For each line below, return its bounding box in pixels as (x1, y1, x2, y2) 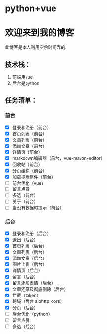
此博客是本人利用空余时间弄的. (5, 44, 67, 50)
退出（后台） (12, 236, 38, 242)
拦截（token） (12, 292, 41, 298)
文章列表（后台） (12, 249, 47, 255)
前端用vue (12, 74, 33, 80)
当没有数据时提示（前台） (12, 205, 64, 211)
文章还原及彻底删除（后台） (12, 286, 69, 292)
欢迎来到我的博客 (5, 27, 75, 38)
